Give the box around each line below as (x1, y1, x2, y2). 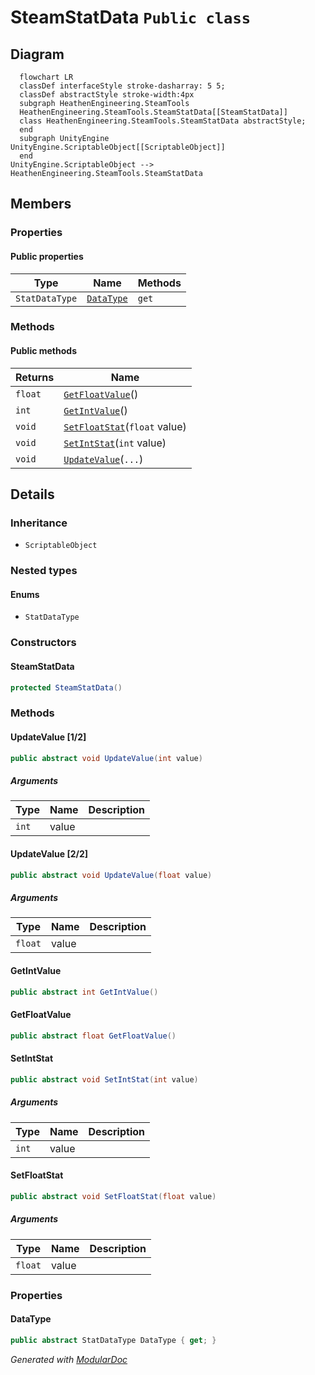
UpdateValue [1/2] (10, 731, 87, 743)
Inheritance (10, 516, 68, 530)
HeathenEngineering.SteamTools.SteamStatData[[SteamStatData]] (19, 107, 288, 117)
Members (10, 196, 72, 213)
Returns (15, 370, 55, 384)
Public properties (10, 250, 84, 262)
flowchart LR (19, 72, 74, 82)
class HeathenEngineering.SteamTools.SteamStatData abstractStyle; (19, 116, 307, 126)
